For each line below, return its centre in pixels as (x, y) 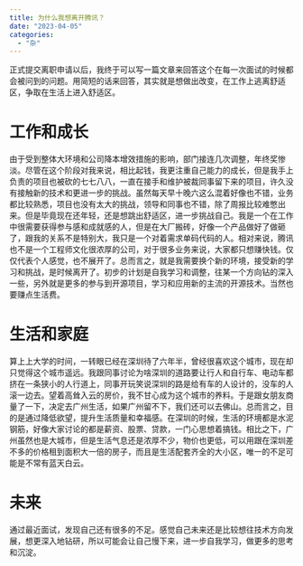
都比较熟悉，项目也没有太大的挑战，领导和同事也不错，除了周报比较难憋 (143, 204)
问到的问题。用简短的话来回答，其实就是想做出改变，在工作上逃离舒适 (155, 81)
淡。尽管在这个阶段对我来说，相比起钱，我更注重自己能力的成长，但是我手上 (151, 170)
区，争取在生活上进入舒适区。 (64, 92)
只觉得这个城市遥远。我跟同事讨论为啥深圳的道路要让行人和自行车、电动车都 (151, 373)
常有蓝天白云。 (60, 463)
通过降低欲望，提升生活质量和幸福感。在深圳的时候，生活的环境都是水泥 (159, 418)
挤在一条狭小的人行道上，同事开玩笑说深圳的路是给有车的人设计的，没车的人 (151, 384)
